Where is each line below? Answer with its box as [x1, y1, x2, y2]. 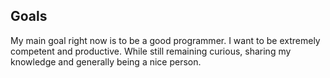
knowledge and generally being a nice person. [10, 55, 202, 68]
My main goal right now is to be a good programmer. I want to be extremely [10, 34, 321, 46]
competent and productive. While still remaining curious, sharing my [10, 45, 292, 57]
